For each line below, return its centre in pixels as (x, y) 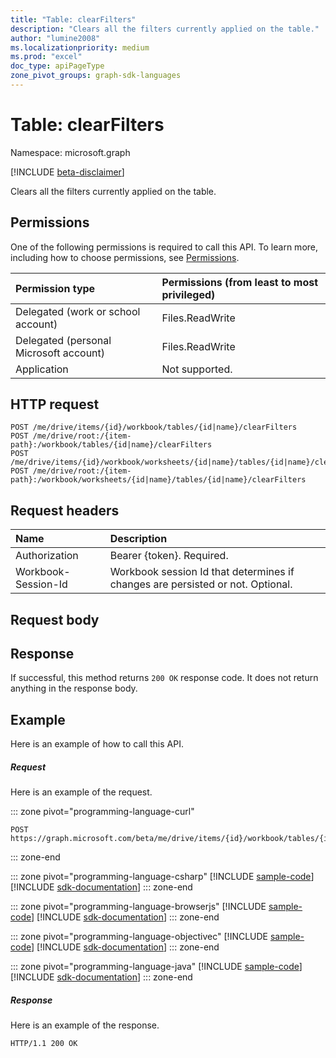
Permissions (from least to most (240, 282)
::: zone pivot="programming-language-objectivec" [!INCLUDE (139, 937)
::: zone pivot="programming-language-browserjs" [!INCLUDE (138, 907)
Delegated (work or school (78, 311)
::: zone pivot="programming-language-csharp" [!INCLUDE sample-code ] (162, 877)
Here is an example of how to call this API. (97, 744)
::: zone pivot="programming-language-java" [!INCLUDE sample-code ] (156, 967)
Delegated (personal (63, 340)
